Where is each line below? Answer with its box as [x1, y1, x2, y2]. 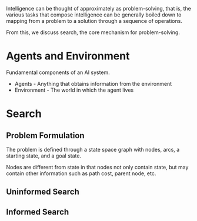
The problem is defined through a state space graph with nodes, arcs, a [6, 146, 180, 153]
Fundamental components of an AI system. [6, 69, 110, 76]
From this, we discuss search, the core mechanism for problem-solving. [6, 29, 181, 36]
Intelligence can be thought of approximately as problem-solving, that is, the [6, 5, 191, 12]
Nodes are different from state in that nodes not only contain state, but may [6, 163, 189, 170]
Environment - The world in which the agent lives [14, 86, 134, 93]
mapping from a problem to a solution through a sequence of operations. [6, 18, 182, 24]
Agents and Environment [6, 49, 130, 63]
